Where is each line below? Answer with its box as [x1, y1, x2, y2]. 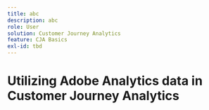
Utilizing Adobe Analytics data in [7, 73, 203, 89]
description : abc [7, 17, 58, 24]
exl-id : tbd [7, 43, 42, 50]
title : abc [7, 10, 39, 18]
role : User [7, 23, 39, 30]
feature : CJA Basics [7, 36, 68, 43]
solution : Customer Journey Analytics [7, 29, 121, 37]
